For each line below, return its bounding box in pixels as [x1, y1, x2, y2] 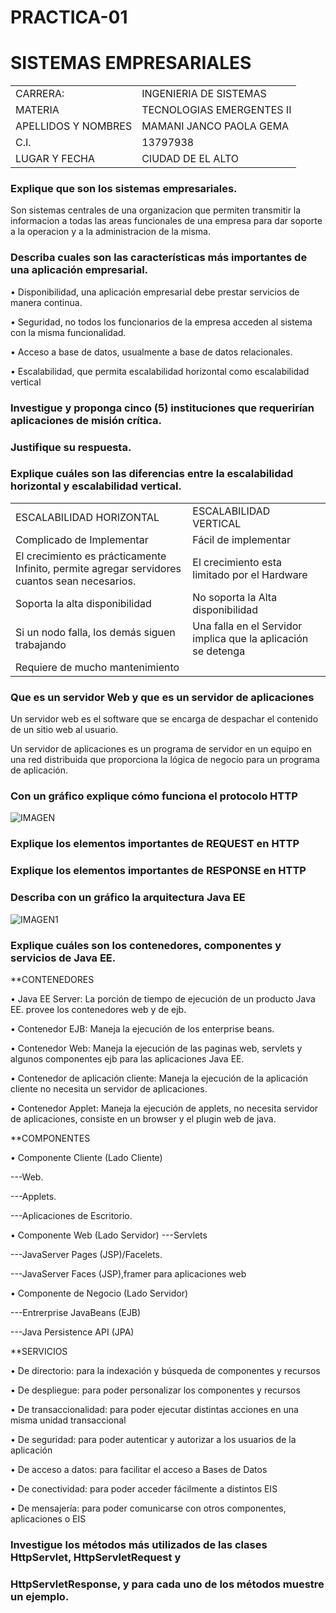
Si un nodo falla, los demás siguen [15, 625, 176, 639]
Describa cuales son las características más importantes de [10, 251, 308, 265]
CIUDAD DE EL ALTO [141, 152, 239, 166]
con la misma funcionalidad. [10, 326, 127, 338]
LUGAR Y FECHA [15, 152, 95, 166]
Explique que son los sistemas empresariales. [10, 182, 238, 196]
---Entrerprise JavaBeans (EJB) [10, 1306, 142, 1318]
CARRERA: [15, 87, 65, 101]
